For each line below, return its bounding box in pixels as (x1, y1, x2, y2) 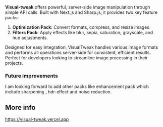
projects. (5, 60, 23, 66)
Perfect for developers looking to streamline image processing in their (5, 55, 148, 61)
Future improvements (5, 72, 58, 79)
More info (5, 103, 36, 112)
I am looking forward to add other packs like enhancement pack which (5, 84, 149, 89)
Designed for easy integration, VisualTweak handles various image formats (5, 44, 159, 50)
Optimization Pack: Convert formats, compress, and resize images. (12, 24, 151, 30)
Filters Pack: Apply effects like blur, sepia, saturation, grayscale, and (12, 30, 153, 35)
